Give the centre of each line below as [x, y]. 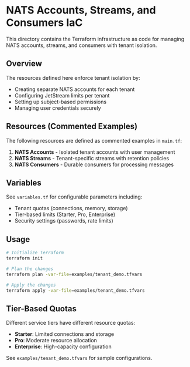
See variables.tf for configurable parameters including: [74, 197]
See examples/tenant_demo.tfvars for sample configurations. [79, 358]
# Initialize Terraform [35, 253]
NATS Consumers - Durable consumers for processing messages [94, 164]
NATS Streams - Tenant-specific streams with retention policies [92, 158]
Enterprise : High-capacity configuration [63, 346]
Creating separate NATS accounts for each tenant [75, 89]
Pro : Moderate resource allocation [56, 341]
